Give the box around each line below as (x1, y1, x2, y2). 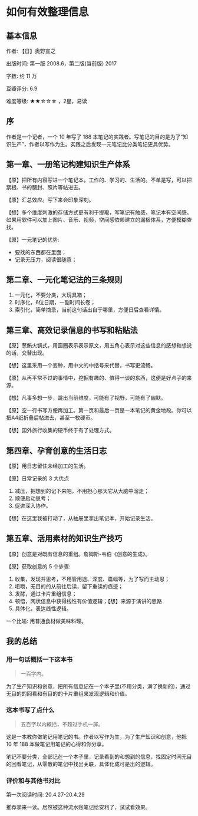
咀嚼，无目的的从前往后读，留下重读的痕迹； (14, 583, 124, 590)
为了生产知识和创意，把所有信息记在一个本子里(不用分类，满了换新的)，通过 (6, 682, 191, 690)
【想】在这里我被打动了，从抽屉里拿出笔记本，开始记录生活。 (6, 515, 156, 522)
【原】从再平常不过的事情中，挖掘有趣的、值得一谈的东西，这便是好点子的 (6, 374, 187, 381)
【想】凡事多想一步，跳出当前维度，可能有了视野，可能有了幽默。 (6, 394, 166, 402)
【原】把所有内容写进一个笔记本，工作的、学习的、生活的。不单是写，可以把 (6, 176, 192, 183)
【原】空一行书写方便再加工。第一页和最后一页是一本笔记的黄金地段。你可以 (6, 407, 192, 414)
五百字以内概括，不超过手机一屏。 (20, 720, 104, 728)
